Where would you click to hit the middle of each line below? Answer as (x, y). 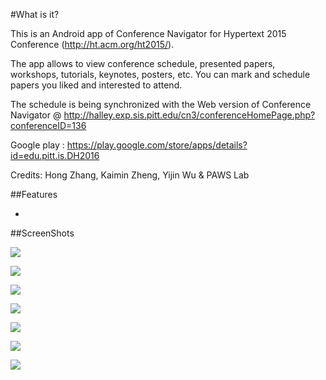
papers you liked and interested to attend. (96, 85)
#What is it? (35, 14)
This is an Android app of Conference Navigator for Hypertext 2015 (148, 33)
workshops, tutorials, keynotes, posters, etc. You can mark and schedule (160, 74)
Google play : (37, 145)
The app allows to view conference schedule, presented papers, (143, 63)
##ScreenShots (42, 233)
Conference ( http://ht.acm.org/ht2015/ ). (92, 44)
